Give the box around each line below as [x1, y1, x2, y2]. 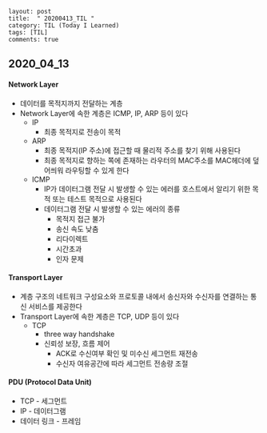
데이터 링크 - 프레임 [19, 416, 82, 426]
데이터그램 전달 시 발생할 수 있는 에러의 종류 [43, 204, 181, 214]
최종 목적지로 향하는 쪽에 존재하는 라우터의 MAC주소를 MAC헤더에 [43, 155, 252, 165]
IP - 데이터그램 [19, 407, 66, 415]
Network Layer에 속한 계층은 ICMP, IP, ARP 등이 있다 [19, 108, 189, 118]
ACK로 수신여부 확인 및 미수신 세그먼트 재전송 [55, 348, 198, 358]
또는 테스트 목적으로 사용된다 [52, 194, 142, 203]
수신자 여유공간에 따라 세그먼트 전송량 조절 [55, 359, 189, 368]
